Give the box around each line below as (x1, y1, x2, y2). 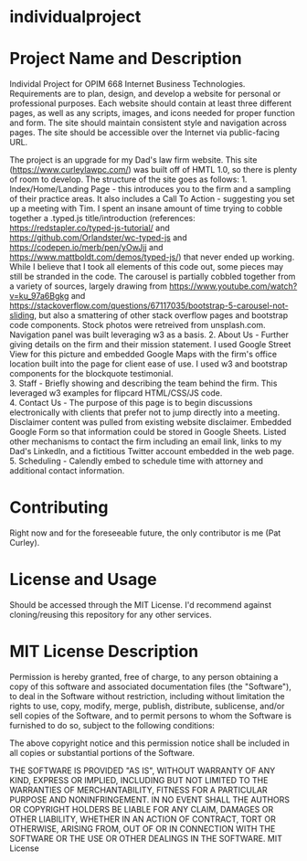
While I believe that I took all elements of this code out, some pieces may (9, 261, 284, 272)
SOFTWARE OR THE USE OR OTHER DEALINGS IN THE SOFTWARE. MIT (9, 833, 283, 844)
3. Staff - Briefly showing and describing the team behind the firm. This (9, 377, 278, 389)
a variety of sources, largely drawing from (9, 281, 167, 292)
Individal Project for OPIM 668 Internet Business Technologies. (9, 79, 246, 90)
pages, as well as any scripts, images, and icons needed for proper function (9, 108, 295, 119)
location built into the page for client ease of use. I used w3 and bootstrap (9, 358, 288, 369)
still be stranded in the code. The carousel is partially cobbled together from (9, 271, 296, 282)
